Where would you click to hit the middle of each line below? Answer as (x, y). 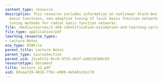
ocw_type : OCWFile (24, 45)
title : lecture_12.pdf (28, 68)
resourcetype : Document (29, 63)
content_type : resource (29, 9)
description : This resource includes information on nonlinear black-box (81, 14)
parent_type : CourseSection (33, 54)
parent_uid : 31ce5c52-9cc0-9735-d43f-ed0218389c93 (57, 59)
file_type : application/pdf (33, 32)
